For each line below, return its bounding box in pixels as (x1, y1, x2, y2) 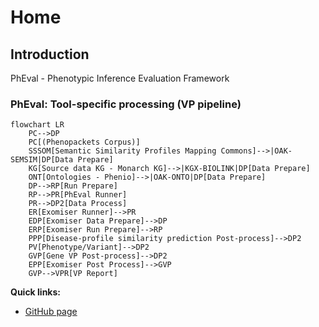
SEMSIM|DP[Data (10, 155, 74, 165)
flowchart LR (10, 120, 65, 130)
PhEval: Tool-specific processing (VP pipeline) (10, 97, 242, 111)
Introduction (10, 46, 90, 63)
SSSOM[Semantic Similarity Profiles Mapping (28, 146, 217, 156)
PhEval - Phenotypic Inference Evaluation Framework (10, 72, 230, 84)
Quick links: (10, 286, 62, 298)
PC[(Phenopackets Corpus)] (28, 137, 141, 148)
